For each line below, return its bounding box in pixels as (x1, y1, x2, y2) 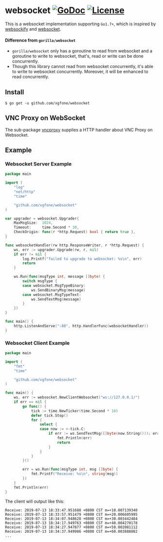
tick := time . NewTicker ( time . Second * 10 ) (31, 408, 118, 413)
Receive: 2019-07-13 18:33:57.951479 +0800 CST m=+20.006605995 (5, 512, 138, 517)
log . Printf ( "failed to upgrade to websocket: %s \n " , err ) (22, 256, 142, 261)
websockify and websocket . (5, 26, 62, 32)
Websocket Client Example (5, 339, 70, 346)
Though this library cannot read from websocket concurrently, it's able (12, 64, 154, 69)
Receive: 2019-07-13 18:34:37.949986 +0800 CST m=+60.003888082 (5, 529, 138, 534)
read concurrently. (12, 74, 49, 80)
